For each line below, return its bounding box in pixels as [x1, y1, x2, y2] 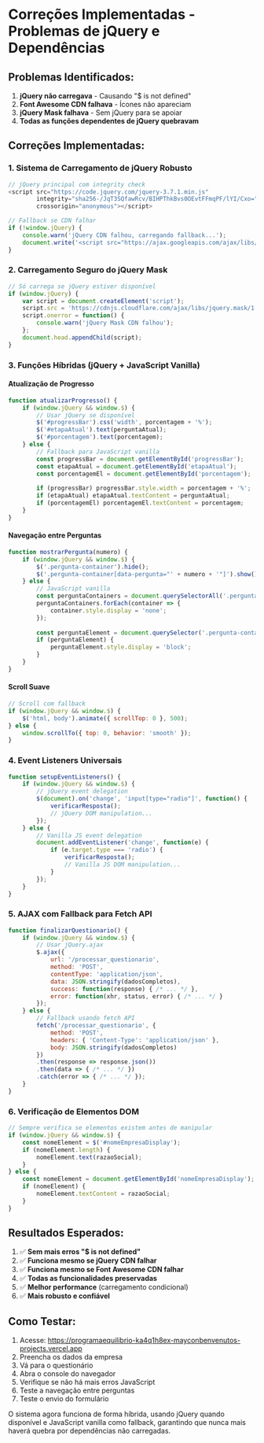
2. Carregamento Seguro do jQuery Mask [8, 265, 168, 276]
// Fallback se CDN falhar [8, 216, 97, 225]
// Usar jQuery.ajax [36, 941, 104, 949]
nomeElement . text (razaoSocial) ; [36, 1153, 143, 1161]
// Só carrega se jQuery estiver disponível [8, 282, 156, 290]
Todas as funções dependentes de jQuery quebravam [19, 117, 199, 125]
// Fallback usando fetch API [36, 1014, 135, 1023]
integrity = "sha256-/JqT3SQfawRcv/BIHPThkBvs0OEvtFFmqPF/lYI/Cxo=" [36, 195, 258, 203]
